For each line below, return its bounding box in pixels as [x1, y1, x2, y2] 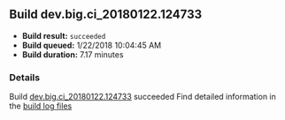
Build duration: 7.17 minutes [21, 49, 124, 60]
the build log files [9, 101, 73, 111]
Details [9, 71, 41, 83]
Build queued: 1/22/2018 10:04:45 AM [21, 40, 162, 50]
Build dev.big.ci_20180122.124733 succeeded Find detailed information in [9, 92, 277, 102]
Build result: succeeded [21, 30, 106, 41]
